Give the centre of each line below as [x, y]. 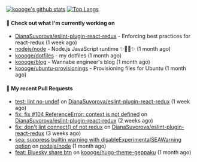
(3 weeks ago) [63, 133]
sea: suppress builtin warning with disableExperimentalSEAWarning [98, 140]
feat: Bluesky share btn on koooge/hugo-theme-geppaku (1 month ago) [103, 152]
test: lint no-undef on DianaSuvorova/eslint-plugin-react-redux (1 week [102, 102]
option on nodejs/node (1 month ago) [60, 146]
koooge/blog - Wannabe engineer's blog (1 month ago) [83, 62]
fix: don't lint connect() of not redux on [63, 127]
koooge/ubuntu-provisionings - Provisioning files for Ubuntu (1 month [101, 68]
